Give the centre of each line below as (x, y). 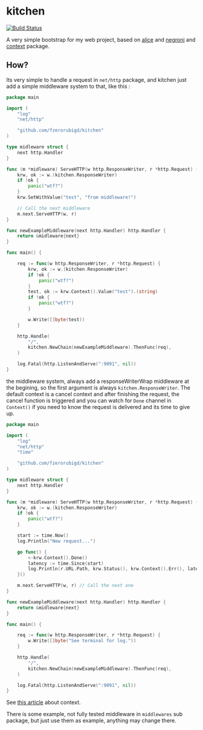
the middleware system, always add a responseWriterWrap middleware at (98, 381)
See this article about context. (43, 702)
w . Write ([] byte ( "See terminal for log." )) (82, 641)
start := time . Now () (43, 536)
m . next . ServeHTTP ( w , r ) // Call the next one (76, 586)
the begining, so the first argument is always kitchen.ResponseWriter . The (98, 387)
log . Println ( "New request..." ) (56, 541)
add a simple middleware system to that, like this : (68, 86)
